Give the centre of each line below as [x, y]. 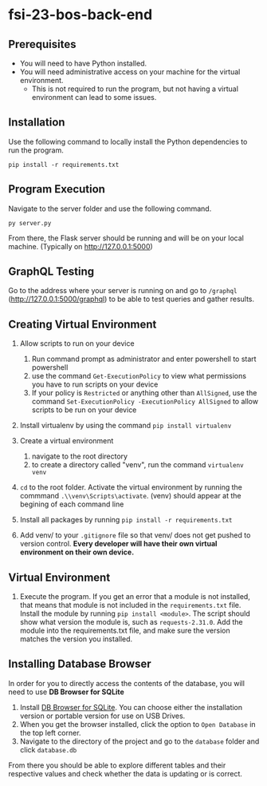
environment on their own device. [77, 552]
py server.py [30, 223]
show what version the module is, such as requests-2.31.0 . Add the [131, 622]
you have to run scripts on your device [95, 384]
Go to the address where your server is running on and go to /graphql [123, 291]
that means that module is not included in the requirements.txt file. [130, 605]
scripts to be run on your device [84, 410]
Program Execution [57, 189]
